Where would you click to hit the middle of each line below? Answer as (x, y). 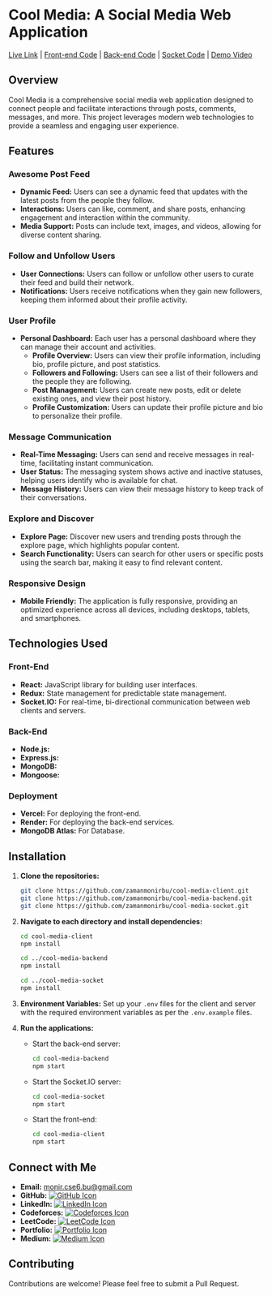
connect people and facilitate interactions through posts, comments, (122, 108)
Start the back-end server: (76, 1044)
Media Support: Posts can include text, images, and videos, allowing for (140, 226)
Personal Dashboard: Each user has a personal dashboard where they (138, 338)
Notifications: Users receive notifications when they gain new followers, (141, 291)
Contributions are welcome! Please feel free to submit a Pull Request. (124, 1283)
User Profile (32, 321)
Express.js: (39, 757)
